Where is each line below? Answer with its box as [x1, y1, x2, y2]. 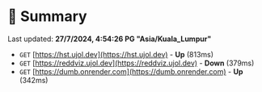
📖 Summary [7, 7, 87, 26]
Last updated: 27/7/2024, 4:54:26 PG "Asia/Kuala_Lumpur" [7, 34, 212, 44]
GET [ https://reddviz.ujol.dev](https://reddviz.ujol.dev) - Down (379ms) [19, 58, 255, 68]
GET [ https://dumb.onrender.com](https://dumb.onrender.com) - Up [19, 66, 243, 76]
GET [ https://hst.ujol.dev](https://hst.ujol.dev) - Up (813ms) [19, 49, 214, 59]
